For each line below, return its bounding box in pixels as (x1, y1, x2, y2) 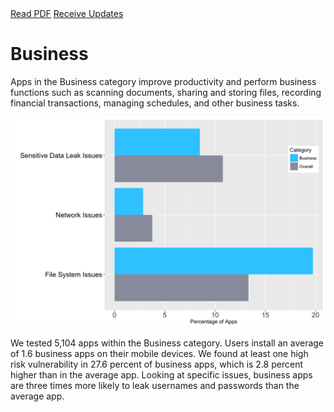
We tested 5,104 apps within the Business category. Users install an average (10, 337, 325, 349)
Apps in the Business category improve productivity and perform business (10, 75, 317, 87)
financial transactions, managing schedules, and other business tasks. (10, 97, 300, 109)
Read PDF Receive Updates (10, 8, 124, 19)
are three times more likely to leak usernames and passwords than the (10, 379, 300, 391)
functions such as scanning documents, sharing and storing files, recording (10, 86, 322, 98)
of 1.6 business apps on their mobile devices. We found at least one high (10, 347, 309, 359)
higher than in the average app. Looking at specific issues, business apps (10, 368, 313, 381)
